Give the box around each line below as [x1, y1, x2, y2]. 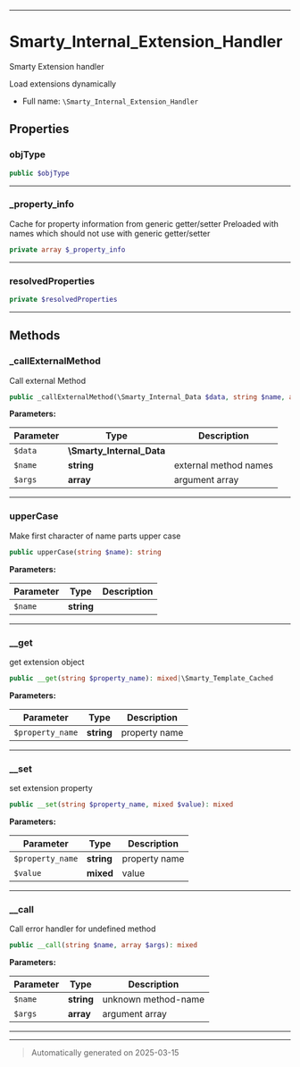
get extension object [9, 656, 85, 667]
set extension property [9, 783, 94, 794]
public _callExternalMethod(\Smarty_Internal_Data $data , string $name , [9, 392, 286, 402]
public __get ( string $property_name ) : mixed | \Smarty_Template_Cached [9, 673, 274, 683]
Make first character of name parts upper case [9, 530, 181, 541]
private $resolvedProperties [9, 295, 118, 304]
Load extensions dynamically [9, 78, 117, 89]
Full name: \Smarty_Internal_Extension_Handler [21, 96, 199, 106]
